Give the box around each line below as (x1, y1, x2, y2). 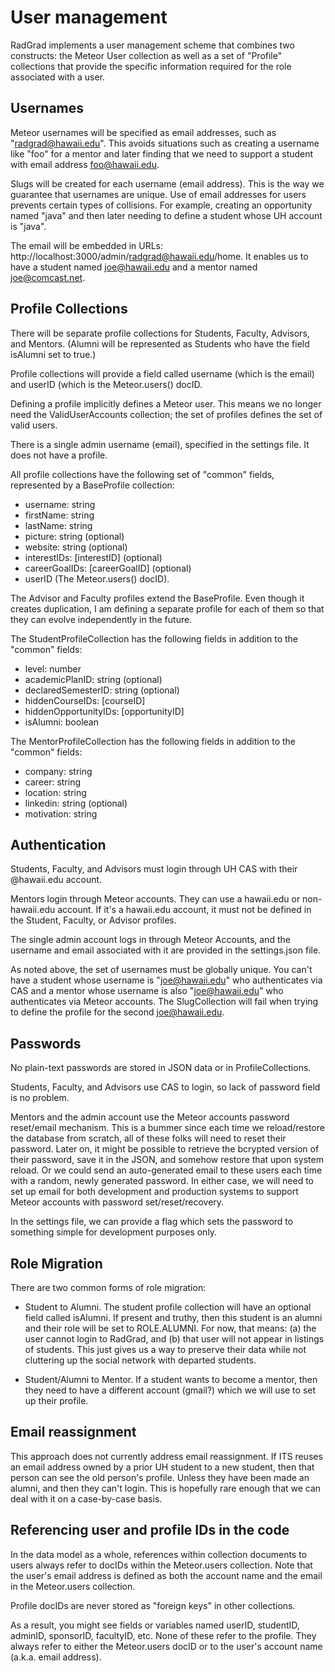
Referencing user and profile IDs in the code (10, 1522, 290, 1539)
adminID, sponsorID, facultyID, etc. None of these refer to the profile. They (10, 1629, 317, 1641)
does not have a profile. (10, 449, 108, 461)
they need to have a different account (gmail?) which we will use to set (24, 1384, 317, 1396)
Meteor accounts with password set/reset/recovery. (10, 1196, 225, 1208)
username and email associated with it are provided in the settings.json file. (10, 944, 322, 956)
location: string (24, 786, 87, 798)
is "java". (10, 220, 47, 232)
